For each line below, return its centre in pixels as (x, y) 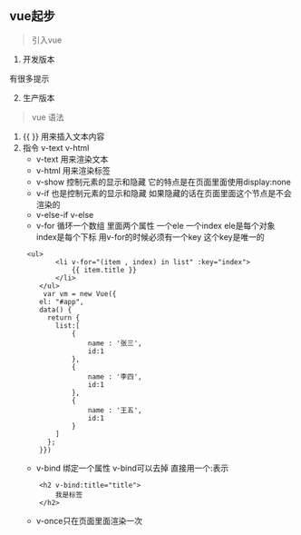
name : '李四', (115, 376)
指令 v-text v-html (56, 147)
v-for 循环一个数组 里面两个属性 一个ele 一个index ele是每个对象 (155, 225)
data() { (56, 310)
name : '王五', (115, 410)
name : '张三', (115, 343)
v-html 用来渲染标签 (73, 170)
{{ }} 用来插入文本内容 (63, 136)
